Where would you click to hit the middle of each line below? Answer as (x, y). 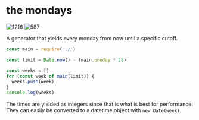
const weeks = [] (28, 71)
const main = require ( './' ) (41, 49)
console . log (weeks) (30, 93)
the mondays (39, 10)
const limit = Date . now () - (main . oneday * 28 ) (66, 60)
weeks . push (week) (33, 82)
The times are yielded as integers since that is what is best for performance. (100, 104)
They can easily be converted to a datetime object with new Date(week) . (94, 110)
